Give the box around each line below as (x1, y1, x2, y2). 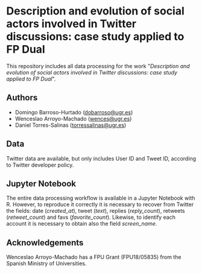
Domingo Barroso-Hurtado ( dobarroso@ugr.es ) (14, 108, 133, 115)
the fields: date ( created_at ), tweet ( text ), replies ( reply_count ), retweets (6, 207, 185, 215)
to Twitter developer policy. (6, 161, 74, 168)
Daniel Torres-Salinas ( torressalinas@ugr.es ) (14, 121, 127, 129)
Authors (6, 93, 38, 103)
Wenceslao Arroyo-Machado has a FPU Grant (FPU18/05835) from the (6, 254, 181, 261)
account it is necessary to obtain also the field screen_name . (6, 220, 157, 227)
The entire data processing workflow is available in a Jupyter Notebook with (6, 194, 195, 202)
